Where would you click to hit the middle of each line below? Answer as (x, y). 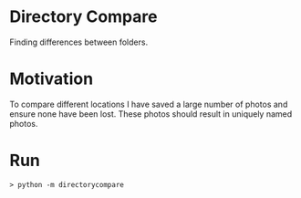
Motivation (52, 79)
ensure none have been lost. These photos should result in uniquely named (151, 114)
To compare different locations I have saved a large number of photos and (149, 104)
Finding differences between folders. (79, 42)
